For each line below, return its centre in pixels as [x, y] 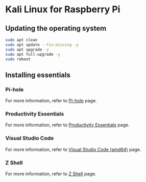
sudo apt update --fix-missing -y [42, 44]
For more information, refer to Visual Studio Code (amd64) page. [73, 149]
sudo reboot [18, 59]
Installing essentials [38, 75]
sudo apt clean [21, 40]
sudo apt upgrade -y [27, 50]
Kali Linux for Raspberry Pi [63, 9]
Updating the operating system [56, 28]
